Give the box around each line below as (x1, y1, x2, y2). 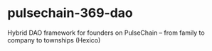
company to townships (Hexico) (7, 35, 101, 44)
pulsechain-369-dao (7, 5, 133, 21)
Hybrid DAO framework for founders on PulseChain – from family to (7, 28, 205, 37)
